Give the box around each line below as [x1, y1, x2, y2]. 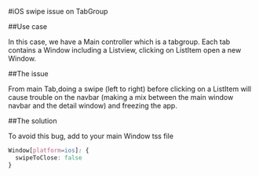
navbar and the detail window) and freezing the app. [8, 101, 178, 110]
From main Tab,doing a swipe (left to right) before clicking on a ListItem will [8, 84, 252, 93]
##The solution [8, 116, 57, 125]
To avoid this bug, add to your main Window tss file [8, 131, 174, 141]
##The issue [8, 69, 49, 78]
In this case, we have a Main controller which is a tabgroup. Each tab [8, 37, 231, 46]
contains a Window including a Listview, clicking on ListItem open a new [8, 46, 242, 54]
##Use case [8, 22, 48, 31]
